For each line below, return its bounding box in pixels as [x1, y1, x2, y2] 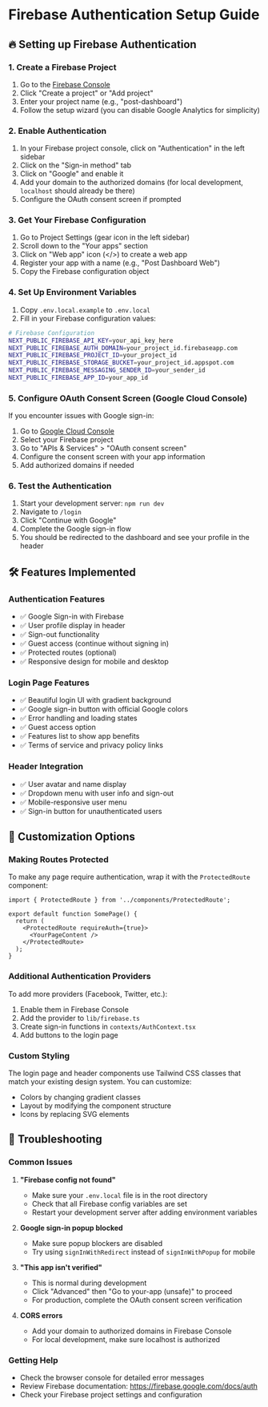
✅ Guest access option [19, 723, 96, 732]
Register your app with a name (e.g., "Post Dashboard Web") [19, 258, 221, 268]
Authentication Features [8, 593, 106, 604]
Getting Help [8, 1354, 58, 1365]
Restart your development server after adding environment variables [31, 1207, 258, 1217]
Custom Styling [8, 1050, 70, 1061]
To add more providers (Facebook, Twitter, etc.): [8, 989, 168, 998]
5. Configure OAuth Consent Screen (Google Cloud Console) [8, 393, 248, 404]
